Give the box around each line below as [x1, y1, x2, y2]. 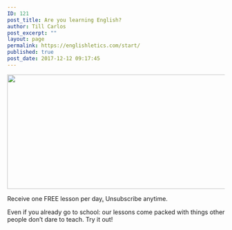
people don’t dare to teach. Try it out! [7, 215, 113, 223]
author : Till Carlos [7, 23, 67, 30]
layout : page [7, 36, 45, 43]
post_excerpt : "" [7, 29, 57, 37]
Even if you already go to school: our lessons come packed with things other [7, 208, 225, 216]
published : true [7, 49, 54, 56]
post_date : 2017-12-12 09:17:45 [7, 55, 100, 62]
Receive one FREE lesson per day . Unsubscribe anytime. [7, 194, 168, 202]
